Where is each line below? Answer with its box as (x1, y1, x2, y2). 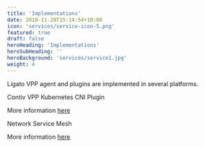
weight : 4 (7, 61, 36, 68)
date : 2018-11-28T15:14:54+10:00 (7, 16, 103, 23)
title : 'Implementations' (7, 10, 81, 17)
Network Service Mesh (7, 119, 72, 127)
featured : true (7, 29, 51, 36)
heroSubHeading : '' (7, 49, 63, 55)
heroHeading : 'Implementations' (7, 42, 99, 49)
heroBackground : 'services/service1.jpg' (7, 55, 128, 62)
